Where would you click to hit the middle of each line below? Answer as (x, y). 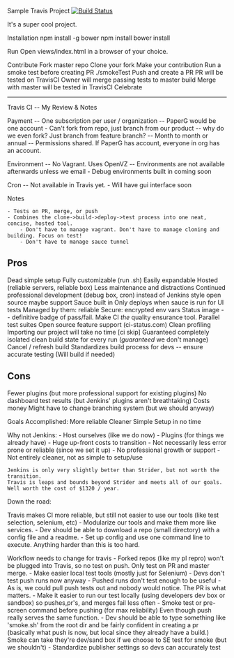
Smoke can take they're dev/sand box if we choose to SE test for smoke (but (117, 640)
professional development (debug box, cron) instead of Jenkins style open (114, 295)
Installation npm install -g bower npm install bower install (89, 38)
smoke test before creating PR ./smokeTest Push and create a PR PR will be (115, 72)
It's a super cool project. (42, 24)
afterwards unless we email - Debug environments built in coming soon (109, 171)
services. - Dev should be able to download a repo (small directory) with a (114, 529)
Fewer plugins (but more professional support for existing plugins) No (107, 393)
